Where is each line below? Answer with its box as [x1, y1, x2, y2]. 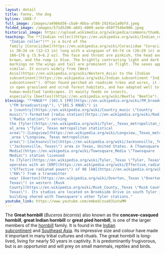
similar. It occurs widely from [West [9, 67, 89, 72]
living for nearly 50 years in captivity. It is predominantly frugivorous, [17, 238, 157, 244]
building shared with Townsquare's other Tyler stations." [9, 194, 133, 199]
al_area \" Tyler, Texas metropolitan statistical [9, 126, 113, 130]
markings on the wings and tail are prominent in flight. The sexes [9, 62, 153, 67]
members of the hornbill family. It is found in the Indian [5, 223, 115, 229]
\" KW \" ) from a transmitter [9, 171, 67, 177]
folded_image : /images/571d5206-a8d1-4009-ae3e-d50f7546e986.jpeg [5, 25, 144, 30]
